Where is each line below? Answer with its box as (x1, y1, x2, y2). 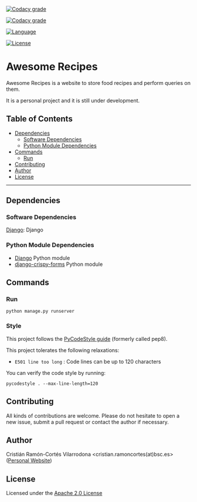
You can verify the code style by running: (6, 369, 106, 376)
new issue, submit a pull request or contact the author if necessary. (6, 418, 169, 425)
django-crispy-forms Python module (14, 261, 103, 268)
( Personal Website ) (6, 457, 52, 464)
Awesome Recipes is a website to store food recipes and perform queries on (6, 79, 191, 86)
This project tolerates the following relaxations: (6, 346, 120, 354)
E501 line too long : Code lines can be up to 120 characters (14, 358, 161, 365)
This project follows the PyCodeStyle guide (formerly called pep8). (6, 335, 168, 342)
